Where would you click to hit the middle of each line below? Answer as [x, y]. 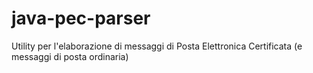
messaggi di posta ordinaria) [70, 56]
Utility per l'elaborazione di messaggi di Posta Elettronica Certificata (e [157, 46]
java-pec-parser [81, 18]
